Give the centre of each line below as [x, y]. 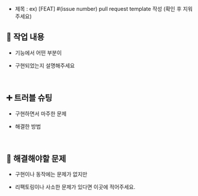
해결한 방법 [28, 126]
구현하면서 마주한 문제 [41, 114]
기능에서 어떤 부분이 [38, 52]
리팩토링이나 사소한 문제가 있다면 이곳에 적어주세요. [75, 187]
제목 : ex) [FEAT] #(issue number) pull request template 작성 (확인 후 [98, 9]
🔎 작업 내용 [25, 37]
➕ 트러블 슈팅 [29, 98]
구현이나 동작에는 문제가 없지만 [51, 174]
